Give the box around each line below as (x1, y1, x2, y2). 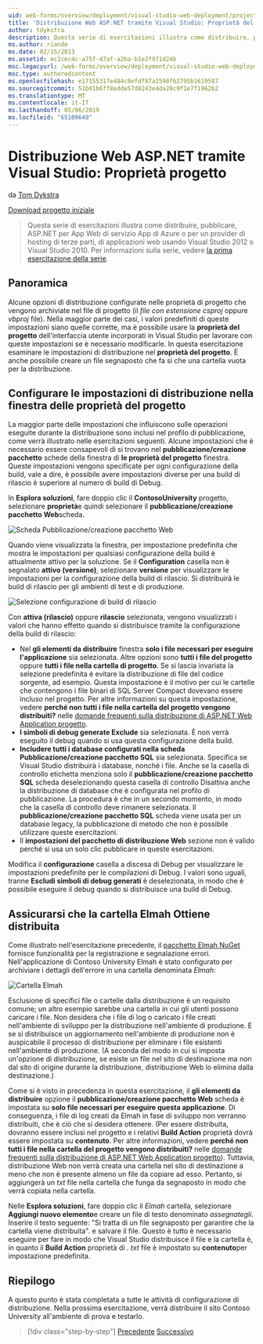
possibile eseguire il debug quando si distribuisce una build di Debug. (8, 884, 232, 894)
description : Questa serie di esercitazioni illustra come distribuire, (8, 33, 250, 42)
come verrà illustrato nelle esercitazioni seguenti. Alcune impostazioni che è (8, 436, 254, 446)
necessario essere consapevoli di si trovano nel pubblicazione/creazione (8, 445, 247, 454)
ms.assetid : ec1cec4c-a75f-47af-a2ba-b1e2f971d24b (8, 56, 177, 64)
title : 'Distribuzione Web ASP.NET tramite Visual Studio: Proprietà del (8, 19, 254, 27)
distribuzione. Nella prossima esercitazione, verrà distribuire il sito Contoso (8, 1303, 250, 1313)
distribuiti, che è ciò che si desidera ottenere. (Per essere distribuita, (8, 1120, 229, 1129)
